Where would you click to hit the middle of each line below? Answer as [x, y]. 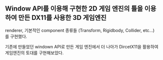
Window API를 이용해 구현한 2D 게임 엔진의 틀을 [74, 9]
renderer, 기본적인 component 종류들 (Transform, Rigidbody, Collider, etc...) [80, 30]
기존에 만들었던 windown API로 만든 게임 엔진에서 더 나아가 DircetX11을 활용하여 [82, 46]
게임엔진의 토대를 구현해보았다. [35, 53]
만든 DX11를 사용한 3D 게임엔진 [63, 18]
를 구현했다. [16, 36]
